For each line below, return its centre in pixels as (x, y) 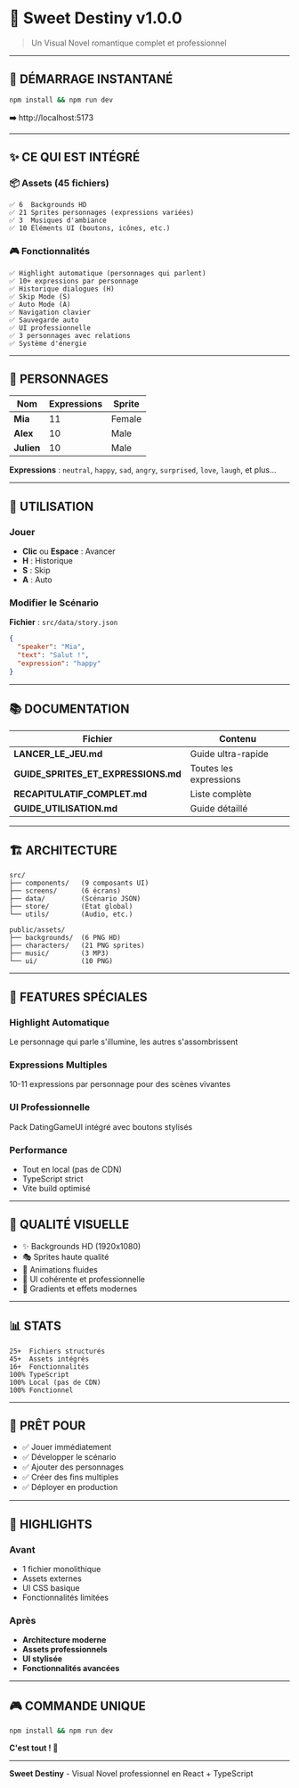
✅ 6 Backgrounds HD (48, 205)
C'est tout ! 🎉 (34, 1748)
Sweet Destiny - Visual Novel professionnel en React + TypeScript (131, 1774)
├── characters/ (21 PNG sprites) (77, 946)
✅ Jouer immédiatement (67, 1447)
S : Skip (36, 571)
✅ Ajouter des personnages (73, 1467)
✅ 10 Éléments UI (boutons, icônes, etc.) (90, 228)
